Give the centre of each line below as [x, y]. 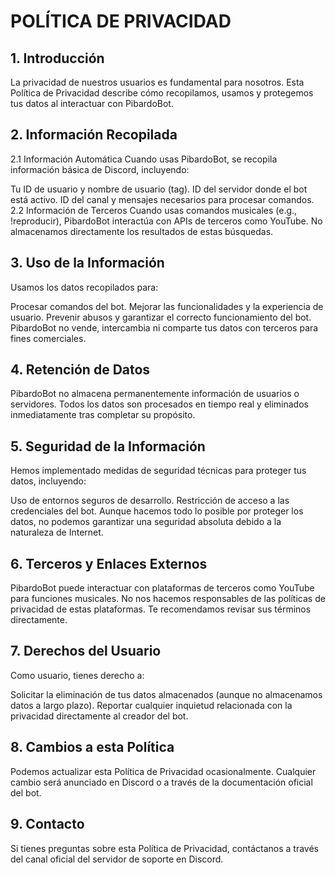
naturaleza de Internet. [57, 532]
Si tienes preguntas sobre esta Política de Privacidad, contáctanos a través [164, 848]
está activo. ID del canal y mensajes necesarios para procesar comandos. [162, 199]
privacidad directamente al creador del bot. [99, 716]
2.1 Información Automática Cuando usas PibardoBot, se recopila [144, 159]
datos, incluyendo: [48, 481]
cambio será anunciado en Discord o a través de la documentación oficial [161, 782]
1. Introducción [57, 58]
